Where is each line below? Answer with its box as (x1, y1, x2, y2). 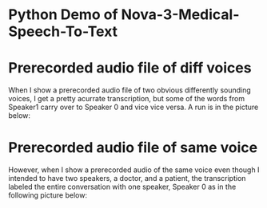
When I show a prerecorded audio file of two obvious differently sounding (8, 85, 252, 95)
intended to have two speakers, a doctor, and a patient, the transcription (8, 174, 246, 183)
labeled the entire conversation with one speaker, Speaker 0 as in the (8, 182, 237, 192)
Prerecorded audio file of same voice (8, 139, 258, 157)
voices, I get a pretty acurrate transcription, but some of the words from (8, 94, 245, 104)
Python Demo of (8, 6, 118, 24)
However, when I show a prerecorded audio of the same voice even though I (8, 165, 260, 175)
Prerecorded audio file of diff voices (8, 59, 252, 77)
